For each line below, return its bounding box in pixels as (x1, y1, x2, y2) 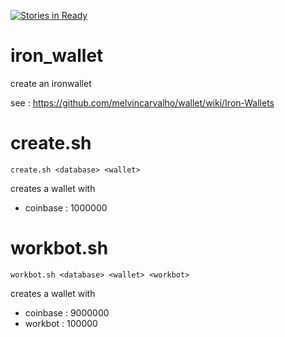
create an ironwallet (10, 77, 92, 89)
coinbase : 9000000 (24, 306, 110, 319)
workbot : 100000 (24, 317, 98, 329)
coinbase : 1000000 (24, 201, 108, 214)
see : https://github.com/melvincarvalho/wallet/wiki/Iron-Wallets (10, 96, 275, 109)
